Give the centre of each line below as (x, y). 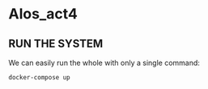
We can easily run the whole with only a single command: (104, 63)
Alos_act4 (43, 14)
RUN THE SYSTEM (56, 44)
